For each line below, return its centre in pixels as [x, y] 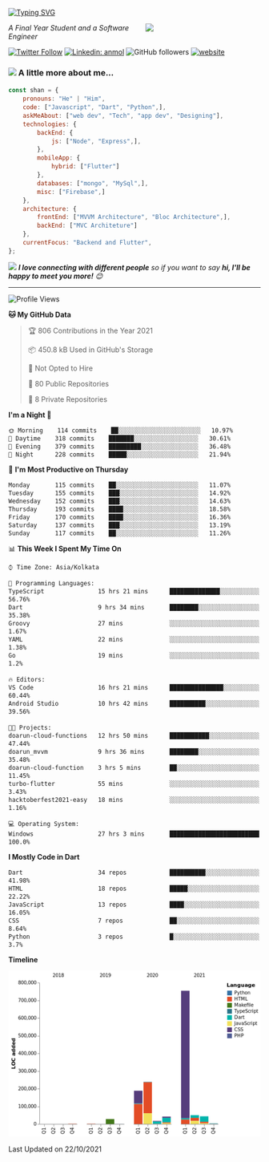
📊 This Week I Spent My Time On [65, 549]
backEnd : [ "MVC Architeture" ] [87, 226]
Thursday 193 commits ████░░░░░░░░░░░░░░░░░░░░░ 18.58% [119, 509]
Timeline [23, 959]
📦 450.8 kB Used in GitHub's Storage [90, 350]
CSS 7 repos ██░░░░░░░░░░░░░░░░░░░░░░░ [134, 921]
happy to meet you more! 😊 [56, 276]
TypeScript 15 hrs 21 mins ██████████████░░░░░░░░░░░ [134, 591]
